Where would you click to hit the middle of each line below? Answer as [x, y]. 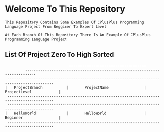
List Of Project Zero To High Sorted [60, 54]
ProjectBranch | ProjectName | [80, 87]
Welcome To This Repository [65, 9]
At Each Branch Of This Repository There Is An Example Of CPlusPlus [78, 35]
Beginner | [33, 117]
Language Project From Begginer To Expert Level [56, 26]
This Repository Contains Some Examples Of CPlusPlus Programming [75, 22]
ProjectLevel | [33, 92]
